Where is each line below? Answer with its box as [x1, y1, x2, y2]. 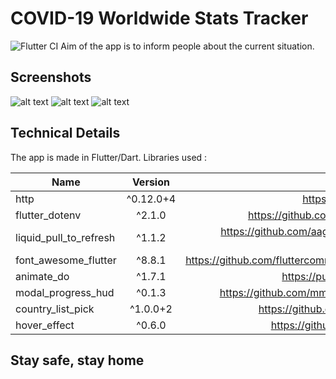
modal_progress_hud [15, 285, 115, 299]
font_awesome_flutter [15, 253, 117, 267]
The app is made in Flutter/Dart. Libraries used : [10, 151, 208, 163]
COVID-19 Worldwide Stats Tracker [10, 7, 309, 30]
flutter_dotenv [15, 208, 82, 222]
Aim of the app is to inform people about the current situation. [60, 40, 315, 52]
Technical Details [10, 125, 121, 142]
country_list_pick [15, 302, 95, 316]
